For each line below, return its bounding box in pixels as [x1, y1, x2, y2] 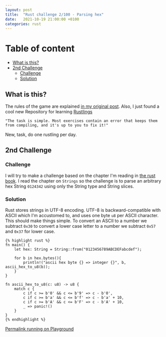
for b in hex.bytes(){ [14, 255, 61, 261]
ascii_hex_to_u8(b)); [5, 264, 50, 269]
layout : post [5, 7, 32, 13]
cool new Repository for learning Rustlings [5, 109, 92, 114]
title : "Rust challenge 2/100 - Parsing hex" [5, 12, 104, 17]
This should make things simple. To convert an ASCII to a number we [5, 218, 147, 224]
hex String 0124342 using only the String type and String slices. [5, 183, 134, 189]
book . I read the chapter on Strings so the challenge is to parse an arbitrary [5, 178, 161, 184]
